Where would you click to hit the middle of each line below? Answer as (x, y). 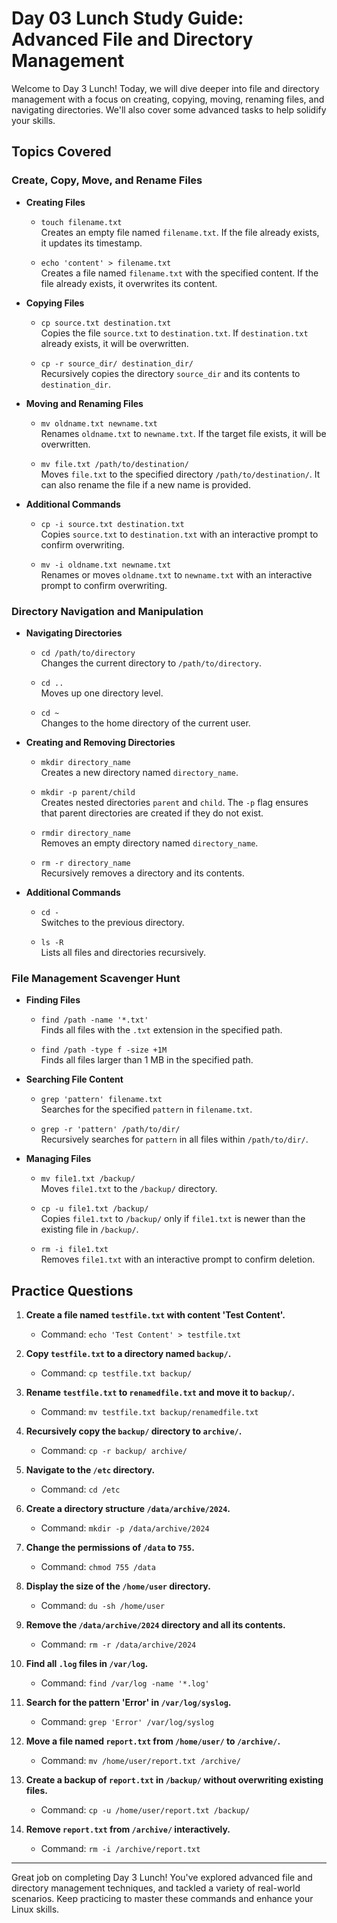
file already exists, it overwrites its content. (129, 283)
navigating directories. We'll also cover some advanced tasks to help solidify (169, 109)
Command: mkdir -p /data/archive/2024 (125, 1528)
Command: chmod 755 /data (98, 1567)
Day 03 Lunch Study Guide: (127, 18)
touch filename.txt (81, 222)
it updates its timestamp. (91, 243)
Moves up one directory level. (102, 693)
